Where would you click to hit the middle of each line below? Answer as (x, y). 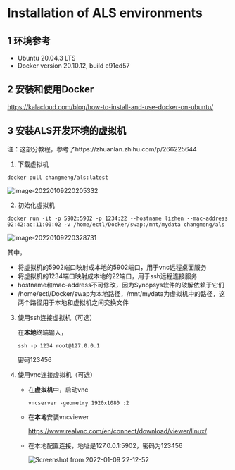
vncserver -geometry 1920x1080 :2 (78, 403)
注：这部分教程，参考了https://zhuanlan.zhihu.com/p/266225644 (102, 149)
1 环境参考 (29, 41)
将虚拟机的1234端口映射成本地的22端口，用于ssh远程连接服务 (107, 276)
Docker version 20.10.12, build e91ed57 (74, 66)
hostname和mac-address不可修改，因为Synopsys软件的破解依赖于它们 (121, 285)
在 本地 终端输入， (42, 332)
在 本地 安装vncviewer (58, 416)
